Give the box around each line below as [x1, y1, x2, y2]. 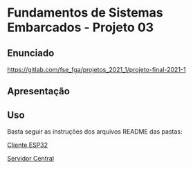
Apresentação [7, 85, 71, 98]
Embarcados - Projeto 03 [7, 19, 154, 35]
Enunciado [7, 47, 55, 59]
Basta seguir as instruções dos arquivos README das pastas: [7, 127, 183, 136]
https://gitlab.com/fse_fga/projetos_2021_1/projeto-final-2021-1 [7, 66, 186, 73]
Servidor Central [7, 154, 54, 163]
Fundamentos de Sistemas [7, 5, 164, 21]
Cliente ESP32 [7, 141, 48, 150]
